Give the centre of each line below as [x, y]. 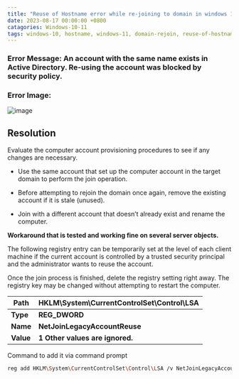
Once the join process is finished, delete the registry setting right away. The [118, 278]
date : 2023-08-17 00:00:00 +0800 [57, 21]
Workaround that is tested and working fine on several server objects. [113, 236]
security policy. [35, 77]
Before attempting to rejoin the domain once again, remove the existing [122, 193]
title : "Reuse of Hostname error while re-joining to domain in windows [117, 14]
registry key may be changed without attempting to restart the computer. [114, 285]
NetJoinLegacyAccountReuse [90, 326]
